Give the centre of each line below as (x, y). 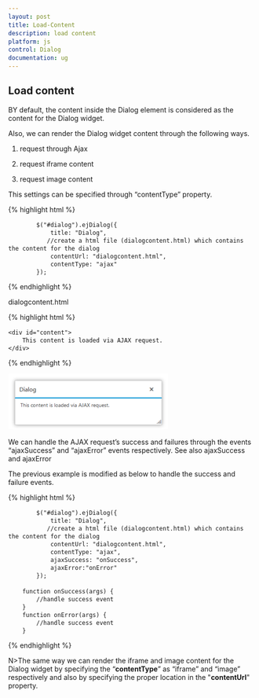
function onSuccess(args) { (68, 591)
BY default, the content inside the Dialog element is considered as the (121, 109)
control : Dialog (35, 50)
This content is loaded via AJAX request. (93, 340)
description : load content (52, 33)
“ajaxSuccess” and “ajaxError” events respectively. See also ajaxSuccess (127, 450)
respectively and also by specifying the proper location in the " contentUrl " (129, 677)
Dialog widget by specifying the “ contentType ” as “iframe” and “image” (124, 669)
